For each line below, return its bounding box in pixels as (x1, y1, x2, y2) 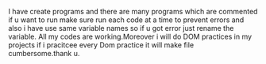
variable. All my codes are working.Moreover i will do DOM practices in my (8, 32, 253, 41)
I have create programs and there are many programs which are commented (8, 7, 258, 16)
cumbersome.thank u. (8, 49, 80, 58)
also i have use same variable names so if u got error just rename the (8, 24, 234, 32)
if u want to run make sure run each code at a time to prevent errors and (8, 15, 245, 24)
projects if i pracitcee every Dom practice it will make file (8, 40, 195, 50)
